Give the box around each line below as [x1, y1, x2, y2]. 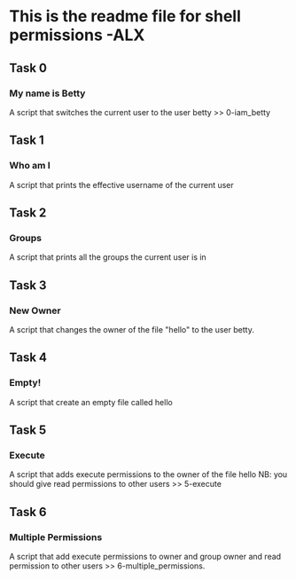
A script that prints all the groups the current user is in [9, 252, 206, 263]
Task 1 [9, 133, 44, 148]
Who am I [9, 160, 51, 172]
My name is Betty [9, 87, 86, 99]
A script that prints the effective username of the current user [9, 179, 235, 190]
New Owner [9, 304, 61, 317]
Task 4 [9, 350, 47, 365]
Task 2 [9, 205, 47, 220]
